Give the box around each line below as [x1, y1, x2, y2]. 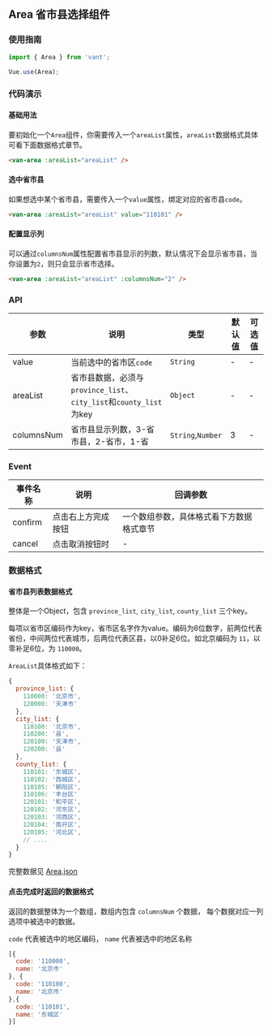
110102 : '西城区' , [23, 775, 82, 784]
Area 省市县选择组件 [8, 7, 111, 22]
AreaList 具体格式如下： [8, 661, 87, 671]
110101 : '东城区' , [23, 767, 82, 776]
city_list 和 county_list [70, 396, 163, 408]
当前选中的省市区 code [70, 357, 153, 368]
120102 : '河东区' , [23, 806, 82, 814]
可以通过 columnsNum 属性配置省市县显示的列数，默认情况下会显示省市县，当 [8, 249, 257, 258]
